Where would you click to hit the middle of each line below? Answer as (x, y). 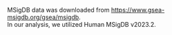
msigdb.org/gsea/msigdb (43, 17)
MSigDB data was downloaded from (58, 10)
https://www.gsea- (138, 10)
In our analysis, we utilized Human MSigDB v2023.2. (82, 24)
